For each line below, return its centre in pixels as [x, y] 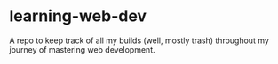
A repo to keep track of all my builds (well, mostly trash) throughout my [139, 40]
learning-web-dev [78, 16]
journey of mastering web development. [82, 49]
